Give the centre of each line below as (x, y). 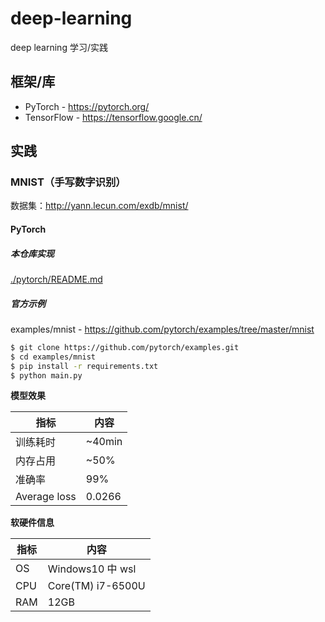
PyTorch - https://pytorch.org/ (87, 106)
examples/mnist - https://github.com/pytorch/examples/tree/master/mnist (162, 329)
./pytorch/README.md (56, 279)
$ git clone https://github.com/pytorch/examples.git (125, 347)
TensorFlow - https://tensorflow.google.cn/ (113, 117)
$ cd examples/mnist (53, 357)
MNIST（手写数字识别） (68, 182)
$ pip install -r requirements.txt (84, 366)
